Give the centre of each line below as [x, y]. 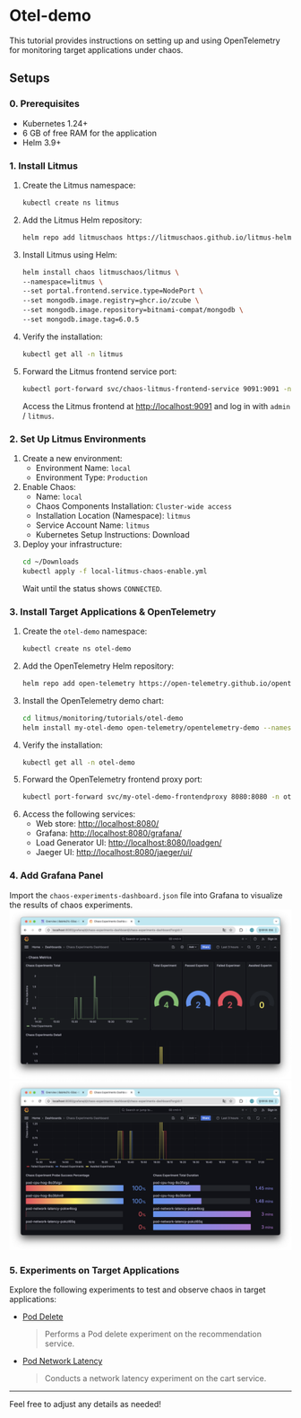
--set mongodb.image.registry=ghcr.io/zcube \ [111, 301]
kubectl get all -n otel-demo [79, 762]
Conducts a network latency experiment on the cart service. [155, 1379]
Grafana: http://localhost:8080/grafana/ [108, 833]
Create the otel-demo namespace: [85, 631]
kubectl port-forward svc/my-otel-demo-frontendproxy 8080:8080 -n [150, 797]
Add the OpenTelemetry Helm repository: [98, 666]
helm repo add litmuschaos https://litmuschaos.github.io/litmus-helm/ [159, 237]
